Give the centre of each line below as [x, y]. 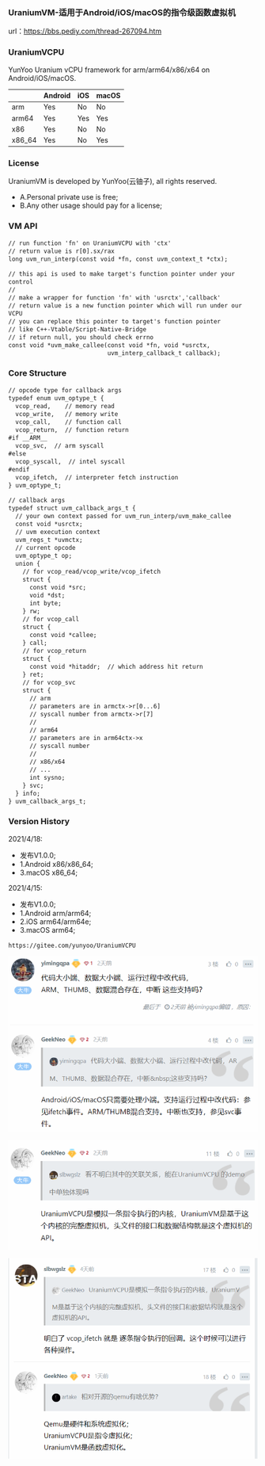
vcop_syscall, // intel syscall [70, 462]
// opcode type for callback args [65, 391]
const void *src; [58, 588]
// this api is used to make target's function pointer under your [122, 274]
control [21, 282]
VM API [23, 226]
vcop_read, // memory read [65, 407]
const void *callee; [63, 636]
